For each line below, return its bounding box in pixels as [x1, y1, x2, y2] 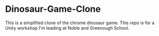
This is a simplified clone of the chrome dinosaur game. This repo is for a [5, 20, 155, 26]
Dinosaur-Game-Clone [5, 3, 101, 15]
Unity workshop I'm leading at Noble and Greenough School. [5, 25, 130, 31]
